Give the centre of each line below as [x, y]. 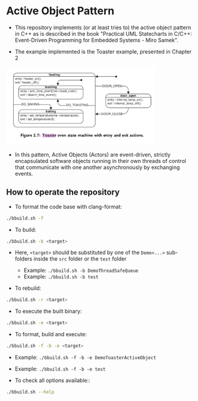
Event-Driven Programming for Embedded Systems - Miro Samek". [96, 40]
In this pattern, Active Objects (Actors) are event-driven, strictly [92, 154]
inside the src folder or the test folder [80, 259]
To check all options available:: [52, 380]
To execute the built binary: [48, 311]
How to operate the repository [63, 192]
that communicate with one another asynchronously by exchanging [97, 167]
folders [23, 259]
